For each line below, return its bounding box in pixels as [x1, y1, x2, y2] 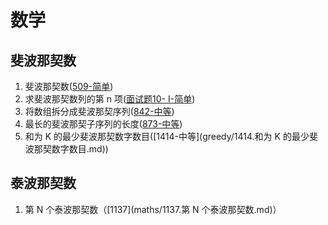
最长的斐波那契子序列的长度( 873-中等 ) [24, 118, 183, 130]
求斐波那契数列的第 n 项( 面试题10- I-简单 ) [24, 93, 196, 105]
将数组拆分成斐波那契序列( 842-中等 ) [24, 106, 175, 117]
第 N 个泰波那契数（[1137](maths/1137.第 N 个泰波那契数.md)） [24, 203, 282, 215]
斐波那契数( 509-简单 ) [24, 81, 114, 92]
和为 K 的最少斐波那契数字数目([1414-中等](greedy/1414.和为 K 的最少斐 [24, 131, 318, 142]
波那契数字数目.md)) [24, 143, 109, 155]
